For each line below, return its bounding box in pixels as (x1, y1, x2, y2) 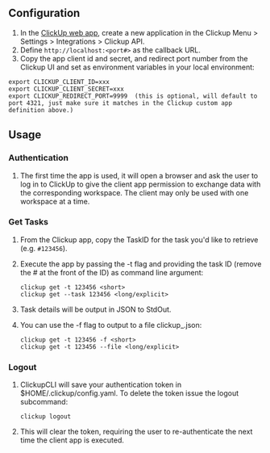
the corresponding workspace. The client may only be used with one (19, 187, 249, 197)
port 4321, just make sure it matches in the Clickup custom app (8, 99, 232, 107)
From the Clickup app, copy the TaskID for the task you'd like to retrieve (19, 234, 259, 245)
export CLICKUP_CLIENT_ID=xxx (8, 78, 110, 86)
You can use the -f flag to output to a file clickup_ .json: (19, 320, 202, 329)
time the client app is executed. (19, 435, 125, 445)
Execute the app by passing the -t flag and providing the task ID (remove (19, 258, 262, 269)
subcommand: (19, 397, 69, 407)
